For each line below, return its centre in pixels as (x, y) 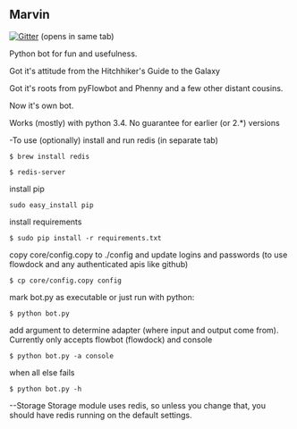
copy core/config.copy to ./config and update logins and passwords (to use (148, 255)
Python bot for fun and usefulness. (73, 54)
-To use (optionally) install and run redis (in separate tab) (114, 140)
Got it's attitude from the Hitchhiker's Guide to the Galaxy (115, 71)
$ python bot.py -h (46, 389)
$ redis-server (38, 172)
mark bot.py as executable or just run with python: (102, 297)
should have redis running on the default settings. (101, 415)
